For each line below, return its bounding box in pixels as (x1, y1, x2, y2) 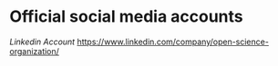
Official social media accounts (9, 6, 243, 27)
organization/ (9, 45, 59, 56)
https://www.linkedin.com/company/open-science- (77, 36, 269, 47)
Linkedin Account (9, 36, 76, 47)
